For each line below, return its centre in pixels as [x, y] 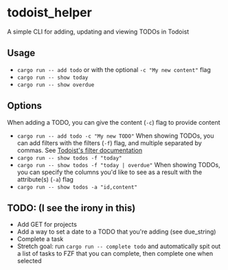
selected [30, 261]
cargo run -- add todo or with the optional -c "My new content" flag [114, 69]
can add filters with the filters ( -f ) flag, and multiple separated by [110, 143]
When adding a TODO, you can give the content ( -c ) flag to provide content [114, 122]
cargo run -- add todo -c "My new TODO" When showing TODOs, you [115, 136]
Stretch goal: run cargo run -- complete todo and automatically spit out [119, 246]
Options [25, 106]
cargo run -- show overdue [56, 85]
